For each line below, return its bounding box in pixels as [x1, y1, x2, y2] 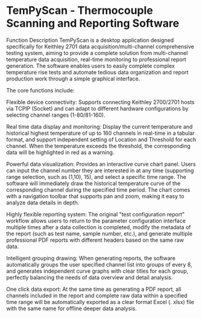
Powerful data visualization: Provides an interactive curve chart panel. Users [6, 160, 196, 167]
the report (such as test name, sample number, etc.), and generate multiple [6, 230, 193, 237]
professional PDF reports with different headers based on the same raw [6, 236, 184, 244]
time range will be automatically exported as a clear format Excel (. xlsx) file [6, 298, 195, 305]
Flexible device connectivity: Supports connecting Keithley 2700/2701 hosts [6, 98, 195, 106]
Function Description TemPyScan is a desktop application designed [6, 36, 174, 44]
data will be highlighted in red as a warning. [6, 149, 115, 156]
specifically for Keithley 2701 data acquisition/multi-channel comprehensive [6, 43, 195, 50]
